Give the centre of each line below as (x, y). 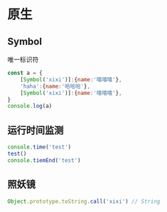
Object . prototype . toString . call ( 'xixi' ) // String (84, 201)
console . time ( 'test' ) (39, 147)
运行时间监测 (36, 130)
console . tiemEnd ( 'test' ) (44, 160)
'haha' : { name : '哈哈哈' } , (55, 86)
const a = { (25, 73)
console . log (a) (30, 106)
